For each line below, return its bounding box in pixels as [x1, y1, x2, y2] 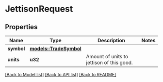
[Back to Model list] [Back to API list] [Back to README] [5, 72, 116, 77]
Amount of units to [86, 53, 129, 60]
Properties [5, 23, 38, 31]
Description [98, 37, 125, 44]
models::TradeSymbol [30, 45, 81, 52]
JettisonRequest [5, 3, 73, 15]
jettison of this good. [86, 59, 133, 66]
